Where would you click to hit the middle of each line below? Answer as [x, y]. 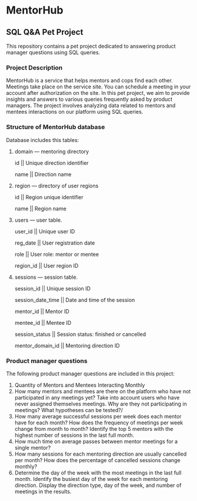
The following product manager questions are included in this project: [91, 373]
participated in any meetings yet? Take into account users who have [97, 397]
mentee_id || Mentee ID [43, 322]
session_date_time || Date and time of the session [75, 300]
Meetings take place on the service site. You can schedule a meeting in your [98, 87]
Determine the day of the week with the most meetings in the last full [98, 473]
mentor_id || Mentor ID [42, 311]
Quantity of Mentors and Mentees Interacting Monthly [80, 385]
